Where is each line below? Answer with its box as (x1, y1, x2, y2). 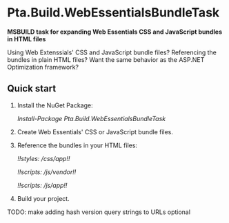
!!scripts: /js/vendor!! (17, 167, 77, 176)
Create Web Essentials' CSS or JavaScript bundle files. (17, 127, 174, 136)
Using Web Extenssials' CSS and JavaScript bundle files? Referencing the (7, 48, 217, 56)
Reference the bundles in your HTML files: (17, 141, 138, 149)
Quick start (7, 83, 57, 94)
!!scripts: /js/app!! (17, 181, 68, 189)
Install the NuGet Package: (17, 101, 93, 109)
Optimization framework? (7, 63, 79, 71)
